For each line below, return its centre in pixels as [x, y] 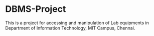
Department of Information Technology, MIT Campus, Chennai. [70, 28]
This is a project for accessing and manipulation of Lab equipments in [77, 23]
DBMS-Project [36, 9]
